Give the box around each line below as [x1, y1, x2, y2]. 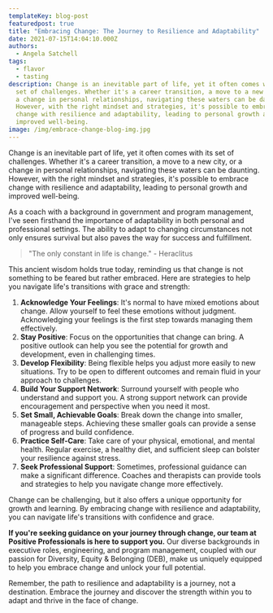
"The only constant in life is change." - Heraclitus [28, 248, 193, 258]
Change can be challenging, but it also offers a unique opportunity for [8, 494, 242, 505]
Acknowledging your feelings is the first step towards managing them [19, 314, 253, 324]
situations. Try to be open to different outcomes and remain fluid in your [19, 366, 262, 376]
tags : [8, 58, 27, 66]
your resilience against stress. [19, 453, 121, 462]
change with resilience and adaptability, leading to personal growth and [8, 182, 248, 192]
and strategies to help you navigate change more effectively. [19, 479, 223, 488]
